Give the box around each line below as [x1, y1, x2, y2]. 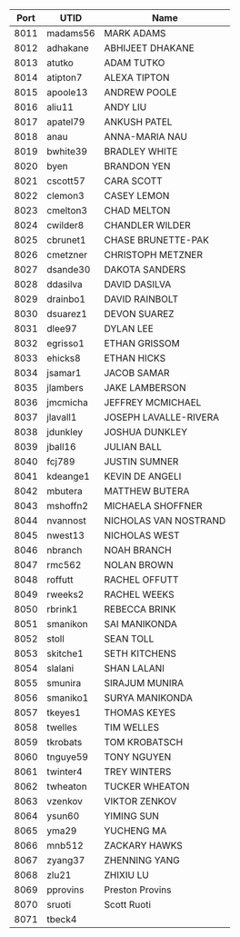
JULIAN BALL [104, 441, 162, 453]
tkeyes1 [46, 706, 81, 719]
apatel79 [46, 115, 85, 128]
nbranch [46, 544, 83, 556]
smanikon [46, 618, 88, 630]
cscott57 [46, 174, 86, 187]
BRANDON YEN [104, 160, 171, 172]
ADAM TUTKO [104, 56, 165, 69]
